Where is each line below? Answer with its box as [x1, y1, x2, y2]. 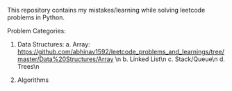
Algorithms [17, 76, 49, 84]
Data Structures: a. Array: [17, 40, 90, 48]
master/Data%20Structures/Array [17, 55, 114, 63]
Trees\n [17, 63, 40, 70]
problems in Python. [7, 13, 65, 22]
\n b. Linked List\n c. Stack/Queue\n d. [115, 55, 226, 63]
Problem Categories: [7, 27, 66, 35]
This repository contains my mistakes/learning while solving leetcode [7, 6, 206, 14]
